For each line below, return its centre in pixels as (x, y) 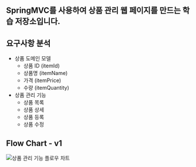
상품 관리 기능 (30, 95)
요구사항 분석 (28, 43)
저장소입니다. (38, 21)
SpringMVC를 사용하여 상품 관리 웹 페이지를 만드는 (93, 11)
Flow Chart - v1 (34, 143)
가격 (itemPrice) (42, 80)
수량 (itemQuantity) (46, 88)
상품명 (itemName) (45, 73)
